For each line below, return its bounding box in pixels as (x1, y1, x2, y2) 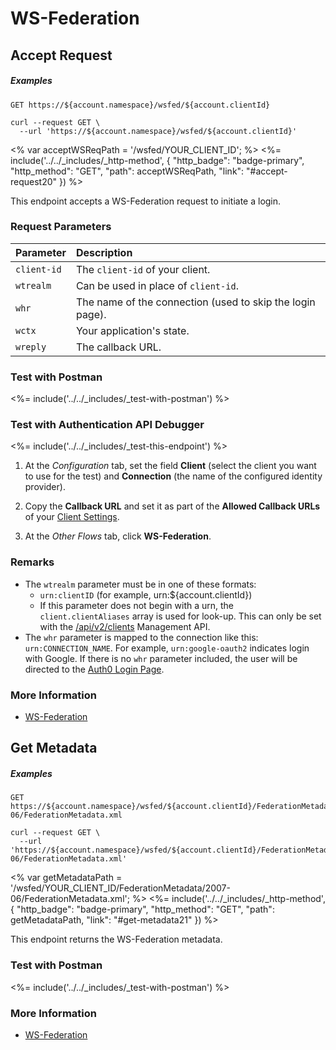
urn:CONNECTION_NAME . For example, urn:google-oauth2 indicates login (24, 642, 310, 654)
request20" (10, 175, 58, 187)
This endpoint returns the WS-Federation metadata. (10, 933, 223, 946)
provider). (24, 481, 66, 493)
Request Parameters (10, 220, 112, 234)
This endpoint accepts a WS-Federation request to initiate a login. (10, 195, 282, 207)
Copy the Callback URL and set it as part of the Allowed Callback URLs (24, 500, 321, 512)
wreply (15, 341, 47, 352)
